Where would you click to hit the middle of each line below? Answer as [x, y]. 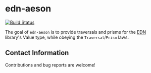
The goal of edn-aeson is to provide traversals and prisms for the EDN [75, 32]
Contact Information [37, 53]
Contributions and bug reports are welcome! [50, 65]
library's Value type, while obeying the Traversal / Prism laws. [67, 37]
